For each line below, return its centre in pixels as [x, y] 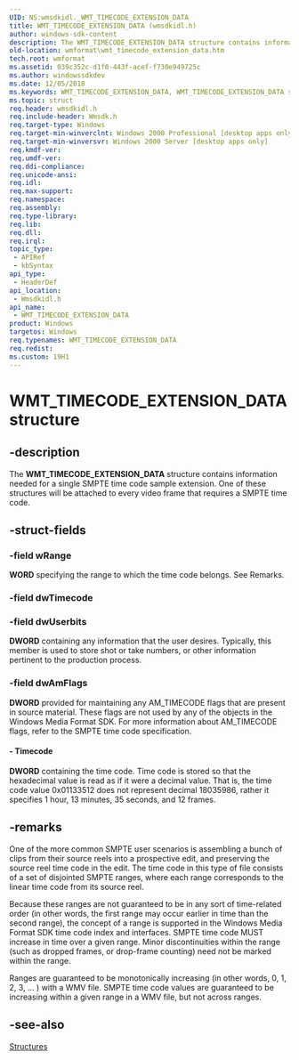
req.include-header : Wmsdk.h [63, 117]
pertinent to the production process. [76, 660]
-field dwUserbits [48, 622]
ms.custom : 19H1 [39, 357]
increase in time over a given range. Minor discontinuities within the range [145, 942]
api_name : [28, 307]
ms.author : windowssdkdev [57, 76]
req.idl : [25, 183]
